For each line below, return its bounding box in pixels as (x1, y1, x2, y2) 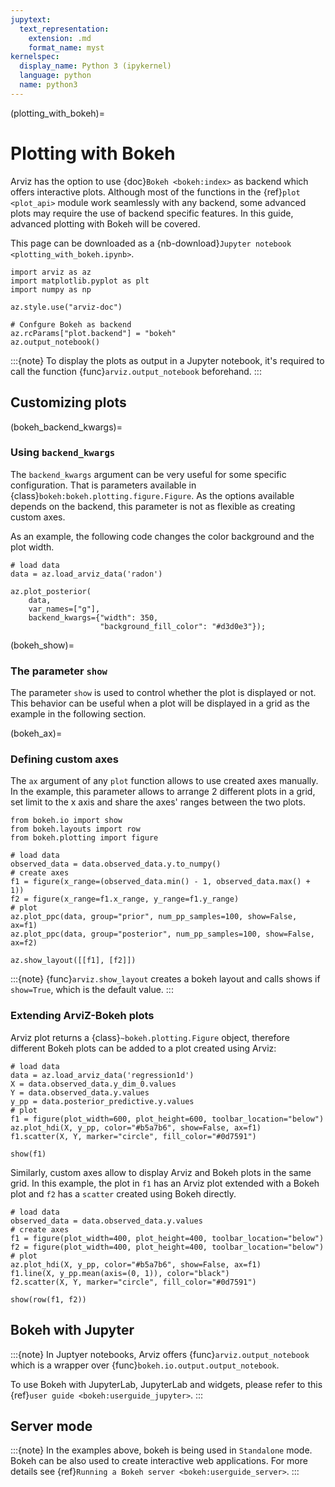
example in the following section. (10, 708, 147, 720)
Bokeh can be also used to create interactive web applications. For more (10, 1455, 308, 1467)
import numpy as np (10, 284, 92, 295)
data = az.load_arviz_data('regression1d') (10, 1070, 195, 1080)
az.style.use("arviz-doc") (10, 302, 123, 312)
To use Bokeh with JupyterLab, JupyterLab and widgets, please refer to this (10, 1378, 323, 1390)
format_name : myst (28, 42, 105, 53)
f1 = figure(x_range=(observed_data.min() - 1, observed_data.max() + (10, 877, 311, 887)
